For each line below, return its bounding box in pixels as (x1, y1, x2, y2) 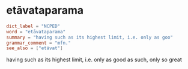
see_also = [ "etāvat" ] (6, 45, 63, 51)
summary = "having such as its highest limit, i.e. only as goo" (6, 34, 173, 40)
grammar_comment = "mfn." (6, 40, 71, 46)
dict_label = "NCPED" (6, 23, 61, 29)
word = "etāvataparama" (6, 29, 66, 34)
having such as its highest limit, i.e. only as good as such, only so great (6, 56, 182, 63)
